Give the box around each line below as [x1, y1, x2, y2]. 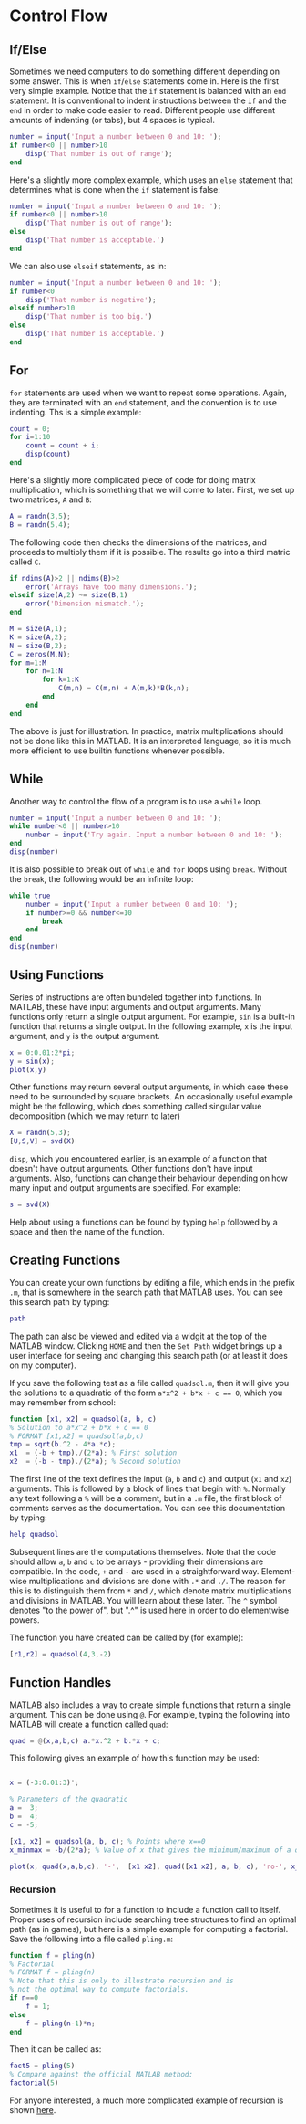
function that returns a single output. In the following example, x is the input [9, 1020, 293, 1032]
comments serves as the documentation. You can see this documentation [9, 1503, 286, 1513]
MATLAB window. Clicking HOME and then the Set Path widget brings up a [9, 1340, 283, 1351]
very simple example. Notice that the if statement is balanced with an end [9, 86, 287, 96]
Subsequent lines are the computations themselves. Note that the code [9, 1546, 276, 1557]
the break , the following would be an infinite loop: [9, 873, 194, 884]
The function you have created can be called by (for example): [9, 1632, 244, 1643]
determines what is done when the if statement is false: [9, 184, 220, 195]
